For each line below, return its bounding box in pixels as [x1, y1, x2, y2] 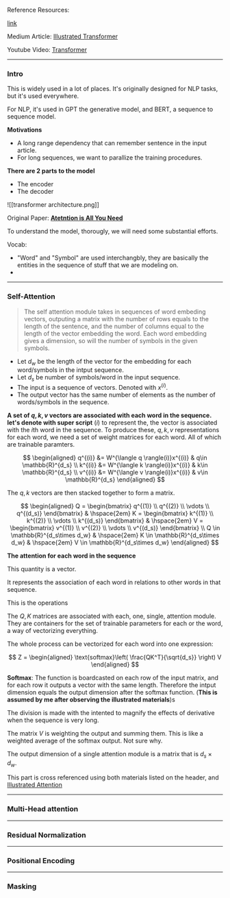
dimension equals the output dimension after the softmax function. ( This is [7, 688, 218, 696]
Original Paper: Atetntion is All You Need [7, 214, 123, 222]
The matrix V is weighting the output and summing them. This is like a [7, 729, 203, 737]
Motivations [7, 126, 42, 134]
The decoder [16, 188, 54, 196]
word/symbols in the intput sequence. [16, 366, 125, 374]
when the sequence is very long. [7, 716, 99, 724]
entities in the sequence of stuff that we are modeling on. [16, 261, 179, 269]
